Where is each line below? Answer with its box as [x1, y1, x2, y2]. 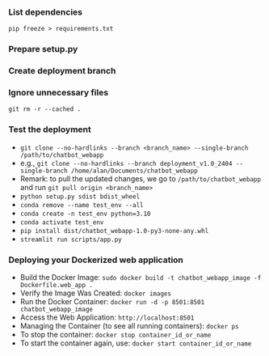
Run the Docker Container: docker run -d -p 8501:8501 [19, 297, 205, 307]
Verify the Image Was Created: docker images [19, 288, 172, 298]
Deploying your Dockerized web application [8, 254, 184, 265]
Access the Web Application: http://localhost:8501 [19, 312, 195, 322]
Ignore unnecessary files [8, 87, 109, 99]
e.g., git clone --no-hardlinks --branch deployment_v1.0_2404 [19, 158, 233, 167]
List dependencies [8, 6, 83, 18]
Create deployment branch [8, 66, 116, 77]
